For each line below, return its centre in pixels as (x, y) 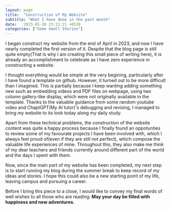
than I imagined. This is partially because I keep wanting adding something (83, 86)
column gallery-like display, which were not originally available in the (77, 97)
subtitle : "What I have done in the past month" (58, 19)
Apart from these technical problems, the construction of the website (78, 123)
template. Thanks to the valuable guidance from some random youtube (80, 102)
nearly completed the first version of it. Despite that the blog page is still (81, 49)
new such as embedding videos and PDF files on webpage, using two (78, 91)
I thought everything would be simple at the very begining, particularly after (84, 75)
